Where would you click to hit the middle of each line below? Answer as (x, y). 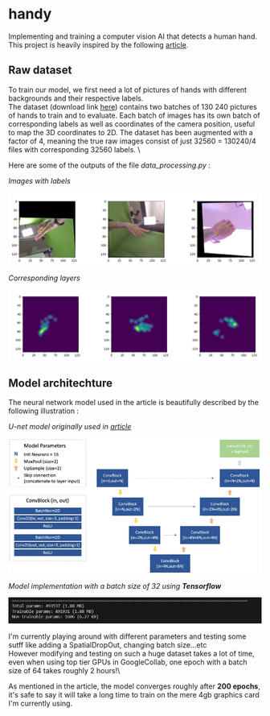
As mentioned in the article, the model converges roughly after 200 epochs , (135, 686)
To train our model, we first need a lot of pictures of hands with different (128, 89)
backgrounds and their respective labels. (76, 98)
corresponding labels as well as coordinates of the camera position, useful (132, 124)
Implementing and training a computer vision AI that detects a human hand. (133, 36)
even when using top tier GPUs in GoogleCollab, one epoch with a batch (128, 662)
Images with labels (39, 180)
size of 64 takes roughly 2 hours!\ (64, 670)
